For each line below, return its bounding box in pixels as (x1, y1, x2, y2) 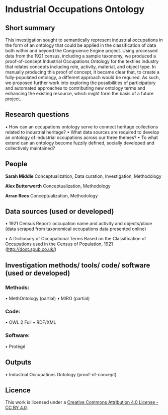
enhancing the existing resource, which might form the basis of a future (5, 91, 154, 96)
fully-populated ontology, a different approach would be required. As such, (5, 75, 160, 80)
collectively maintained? (5, 145, 55, 151)
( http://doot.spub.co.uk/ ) (5, 246, 57, 252)
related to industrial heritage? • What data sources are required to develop (5, 129, 159, 135)
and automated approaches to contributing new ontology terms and (5, 85, 146, 91)
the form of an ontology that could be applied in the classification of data (5, 42, 156, 48)
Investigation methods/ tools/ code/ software (5, 261, 150, 269)
